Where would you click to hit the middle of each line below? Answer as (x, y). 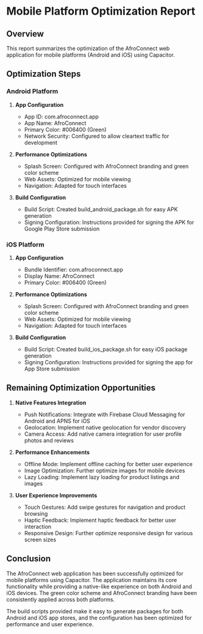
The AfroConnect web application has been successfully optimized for (95, 573)
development (41, 142)
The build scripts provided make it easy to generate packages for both (95, 611)
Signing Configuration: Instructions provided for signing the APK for (109, 222)
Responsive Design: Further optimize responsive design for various (109, 533)
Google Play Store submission (62, 229)
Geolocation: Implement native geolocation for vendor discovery (105, 427)
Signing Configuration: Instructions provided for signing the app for (109, 362)
